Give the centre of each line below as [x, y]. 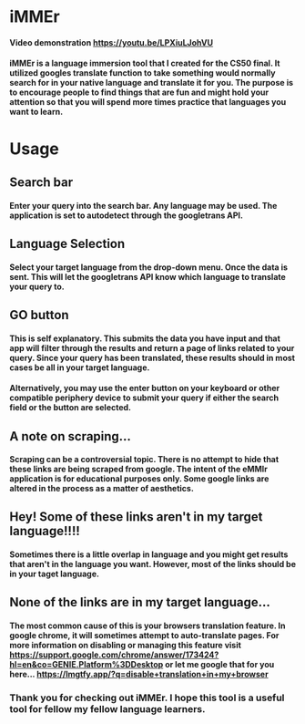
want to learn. [36, 112]
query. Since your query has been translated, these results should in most [152, 357]
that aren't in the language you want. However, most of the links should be [152, 564]
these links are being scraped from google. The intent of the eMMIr [139, 469]
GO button [40, 315]
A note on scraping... [71, 436]
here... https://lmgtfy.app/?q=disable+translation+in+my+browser [139, 674]
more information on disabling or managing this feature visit [125, 646]
